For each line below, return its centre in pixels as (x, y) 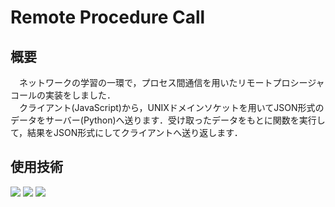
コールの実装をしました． (63, 95)
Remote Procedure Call (108, 17)
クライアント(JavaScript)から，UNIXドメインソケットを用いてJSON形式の (171, 107)
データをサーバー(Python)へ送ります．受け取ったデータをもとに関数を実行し (168, 120)
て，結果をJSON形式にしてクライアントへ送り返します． (126, 132)
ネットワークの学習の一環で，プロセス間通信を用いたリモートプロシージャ (171, 82)
